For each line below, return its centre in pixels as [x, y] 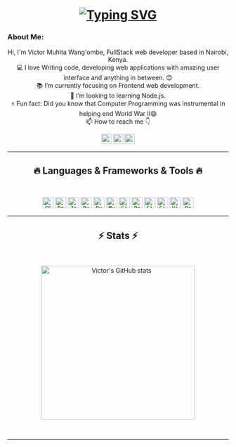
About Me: [26, 37]
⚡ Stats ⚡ [118, 235]
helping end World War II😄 [118, 114]
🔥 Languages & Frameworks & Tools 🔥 [118, 170]
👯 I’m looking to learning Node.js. [118, 96]
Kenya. [118, 60]
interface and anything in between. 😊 [118, 78]
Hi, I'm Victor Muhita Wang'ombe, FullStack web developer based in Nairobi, [118, 52]
